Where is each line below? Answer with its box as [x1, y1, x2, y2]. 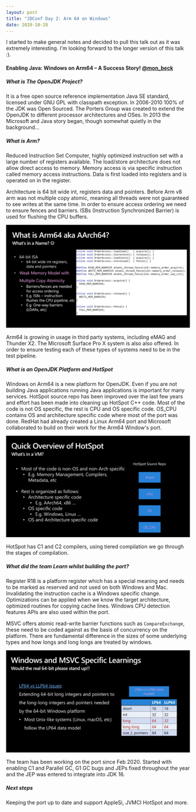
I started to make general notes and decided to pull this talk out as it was [6, 39, 181, 46]
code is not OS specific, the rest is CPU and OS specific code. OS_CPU [6, 405, 177, 412]
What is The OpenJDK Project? [6, 78, 83, 85]
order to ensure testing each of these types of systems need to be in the [6, 346, 180, 353]
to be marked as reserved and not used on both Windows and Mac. [6, 584, 168, 591]
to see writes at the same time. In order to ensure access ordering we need [6, 200, 187, 207]
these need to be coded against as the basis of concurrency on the [6, 626, 167, 633]
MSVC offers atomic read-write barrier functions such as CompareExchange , [6, 620, 185, 627]
